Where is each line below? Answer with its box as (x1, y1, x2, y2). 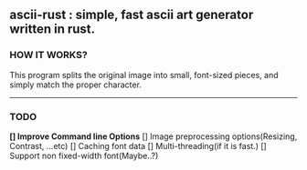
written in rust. (9, 22, 96, 37)
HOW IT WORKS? (9, 49, 89, 62)
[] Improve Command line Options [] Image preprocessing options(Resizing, (9, 131, 298, 142)
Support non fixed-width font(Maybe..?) (9, 150, 159, 161)
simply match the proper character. (9, 79, 142, 90)
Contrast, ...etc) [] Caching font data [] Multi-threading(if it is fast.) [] (9, 140, 267, 151)
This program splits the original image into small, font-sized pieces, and (9, 69, 279, 80)
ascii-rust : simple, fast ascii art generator (9, 7, 254, 23)
